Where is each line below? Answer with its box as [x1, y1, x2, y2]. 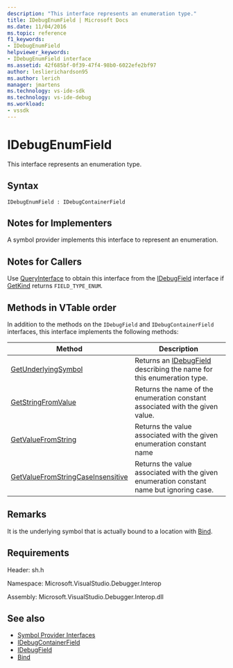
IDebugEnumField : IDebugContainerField [7, 199, 126, 206]
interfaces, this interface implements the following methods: [7, 327, 179, 335]
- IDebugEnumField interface [7, 56, 92, 62]
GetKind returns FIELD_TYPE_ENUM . [7, 282, 103, 290]
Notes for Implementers [7, 217, 112, 229]
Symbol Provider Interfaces [17, 631, 96, 640]
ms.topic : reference [7, 29, 67, 37]
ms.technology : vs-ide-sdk [7, 87, 85, 94]
